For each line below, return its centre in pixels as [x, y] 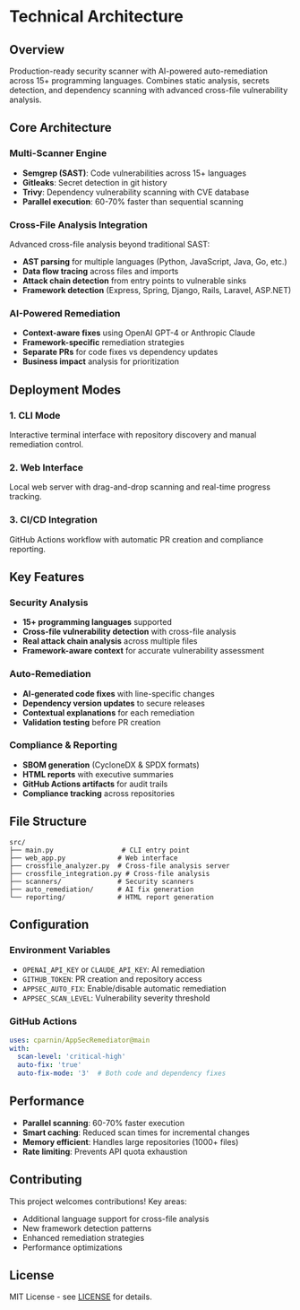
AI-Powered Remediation [65, 313]
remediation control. [47, 444]
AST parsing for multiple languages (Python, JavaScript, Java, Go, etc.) [155, 261]
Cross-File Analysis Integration [78, 224]
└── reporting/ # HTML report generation [112, 897]
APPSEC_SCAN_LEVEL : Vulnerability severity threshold [116, 998]
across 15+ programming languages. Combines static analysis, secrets [140, 81]
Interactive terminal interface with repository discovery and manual [133, 434]
